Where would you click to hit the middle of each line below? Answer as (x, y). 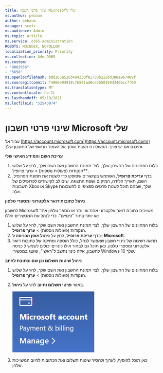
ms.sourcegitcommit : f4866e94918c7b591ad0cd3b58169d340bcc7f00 (71, 83)
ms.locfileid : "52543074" (31, 103)
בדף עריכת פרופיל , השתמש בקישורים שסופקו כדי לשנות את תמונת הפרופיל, (82, 176)
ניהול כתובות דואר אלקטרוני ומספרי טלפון (45, 201)
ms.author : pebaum (24, 15)
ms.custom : (16, 62)
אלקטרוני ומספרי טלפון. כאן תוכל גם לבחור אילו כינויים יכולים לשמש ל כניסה (81, 246)
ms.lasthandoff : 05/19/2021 (34, 98)
